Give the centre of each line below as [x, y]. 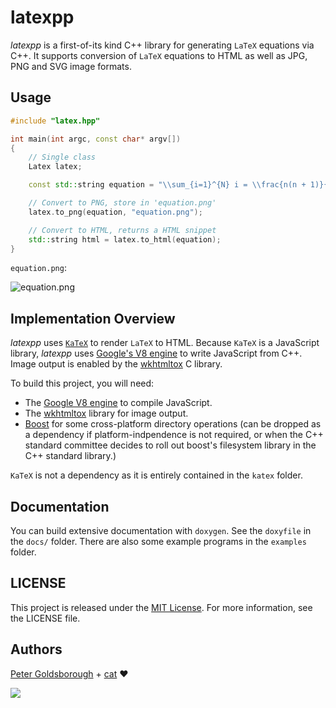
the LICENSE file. [45, 618]
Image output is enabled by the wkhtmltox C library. [116, 364]
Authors [36, 649]
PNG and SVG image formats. [71, 66]
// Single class [62, 157]
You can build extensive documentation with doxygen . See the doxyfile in [161, 530]
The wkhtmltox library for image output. [106, 413]
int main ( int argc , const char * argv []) [96, 139]
